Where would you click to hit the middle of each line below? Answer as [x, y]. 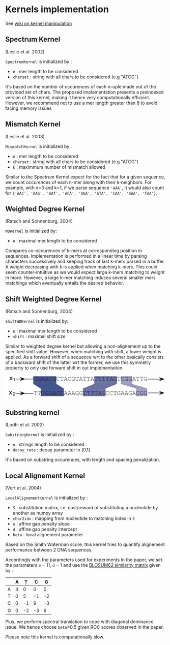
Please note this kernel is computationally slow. [55, 637]
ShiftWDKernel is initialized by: [37, 321]
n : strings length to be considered [49, 444]
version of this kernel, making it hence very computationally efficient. [78, 97]
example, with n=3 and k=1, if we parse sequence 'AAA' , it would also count [85, 188]
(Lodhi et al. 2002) [25, 425]
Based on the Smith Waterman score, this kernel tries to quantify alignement [85, 544]
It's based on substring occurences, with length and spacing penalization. [83, 460]
